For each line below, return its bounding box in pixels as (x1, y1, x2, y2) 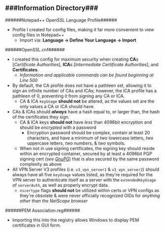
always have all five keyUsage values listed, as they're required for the (12, 171, 153, 177)
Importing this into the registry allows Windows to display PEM (12, 217, 139, 223)
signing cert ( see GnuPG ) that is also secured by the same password (19, 155, 159, 162)
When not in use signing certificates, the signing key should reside (19, 145, 155, 151)
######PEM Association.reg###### (5, 207, 80, 213)
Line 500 (19, 77, 38, 83)
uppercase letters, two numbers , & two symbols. (27, 140, 126, 146)
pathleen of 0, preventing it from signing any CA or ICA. (12, 93, 125, 99)
